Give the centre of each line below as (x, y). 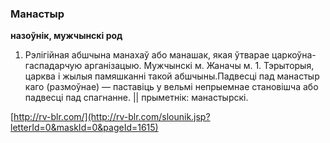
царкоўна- (294, 55)
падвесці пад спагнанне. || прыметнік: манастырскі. (136, 98)
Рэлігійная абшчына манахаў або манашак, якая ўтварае (147, 55)
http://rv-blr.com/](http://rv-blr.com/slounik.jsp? (112, 117)
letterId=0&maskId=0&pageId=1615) (84, 128)
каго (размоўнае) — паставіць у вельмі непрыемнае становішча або (171, 87)
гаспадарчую (53, 66)
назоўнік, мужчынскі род (66, 36)
